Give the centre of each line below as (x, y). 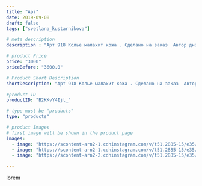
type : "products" (28, 117)
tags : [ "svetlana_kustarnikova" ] (48, 29)
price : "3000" (24, 61)
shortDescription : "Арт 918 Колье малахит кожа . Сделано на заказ (93, 84)
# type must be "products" (40, 111)
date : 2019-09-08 (28, 17)
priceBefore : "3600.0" (35, 67)
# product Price (26, 56)
